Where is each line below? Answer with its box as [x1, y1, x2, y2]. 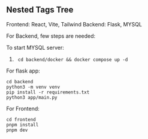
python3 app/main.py [6, 94, 58, 101]
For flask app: [6, 67, 40, 74]
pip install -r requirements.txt [6, 89, 90, 95]
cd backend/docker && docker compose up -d [17, 56, 128, 62]
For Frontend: [6, 105, 40, 112]
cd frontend [6, 116, 36, 122]
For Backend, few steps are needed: [6, 32, 96, 40]
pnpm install [6, 122, 39, 128]
